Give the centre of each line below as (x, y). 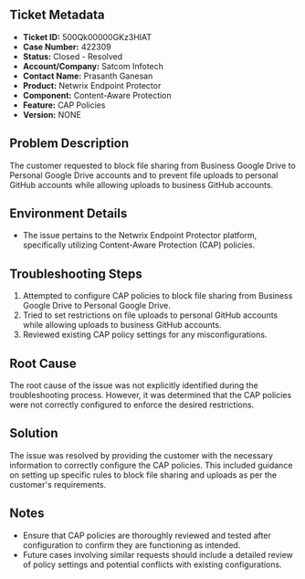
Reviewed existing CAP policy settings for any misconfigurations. (145, 335)
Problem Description (69, 144)
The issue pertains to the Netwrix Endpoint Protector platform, (140, 236)
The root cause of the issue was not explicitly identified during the (134, 385)
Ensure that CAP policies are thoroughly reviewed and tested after (147, 535)
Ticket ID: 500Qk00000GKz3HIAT (87, 37)
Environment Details (68, 214)
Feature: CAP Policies (64, 105)
